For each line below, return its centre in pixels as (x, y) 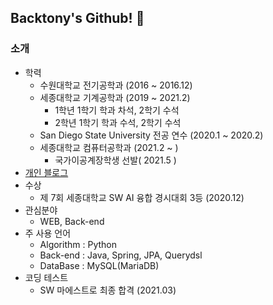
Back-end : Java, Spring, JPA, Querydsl (121, 255)
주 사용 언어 (48, 233)
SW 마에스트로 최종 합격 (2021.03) (108, 290)
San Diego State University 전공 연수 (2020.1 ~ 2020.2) (151, 135)
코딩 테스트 (46, 277)
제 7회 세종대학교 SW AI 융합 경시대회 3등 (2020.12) (142, 197)
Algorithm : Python (78, 244)
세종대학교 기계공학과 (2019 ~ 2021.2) (115, 97)
